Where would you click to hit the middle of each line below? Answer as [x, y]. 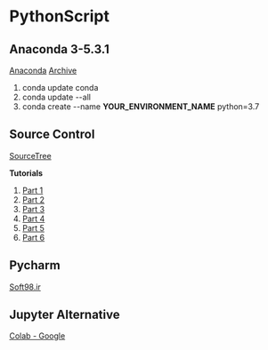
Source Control [52, 135]
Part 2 [33, 199]
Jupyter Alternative [65, 315]
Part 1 [32, 190]
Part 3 [33, 209]
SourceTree [30, 155]
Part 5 [33, 227]
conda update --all [57, 97]
